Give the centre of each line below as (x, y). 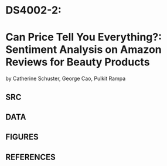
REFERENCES (31, 157)
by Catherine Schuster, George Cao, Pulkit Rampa (66, 79)
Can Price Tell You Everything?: (84, 37)
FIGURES (22, 137)
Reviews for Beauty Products (78, 62)
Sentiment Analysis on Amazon (83, 50)
